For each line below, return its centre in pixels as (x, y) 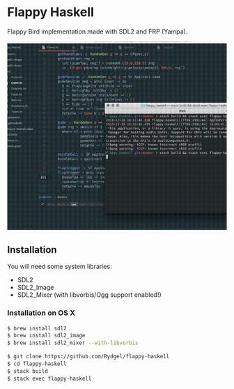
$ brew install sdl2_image (46, 336)
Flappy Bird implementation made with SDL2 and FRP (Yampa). (97, 31)
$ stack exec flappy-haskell (49, 379)
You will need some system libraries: (60, 267)
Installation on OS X (41, 313)
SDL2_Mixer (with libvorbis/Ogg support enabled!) (89, 295)
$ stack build (28, 371)
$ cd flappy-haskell (37, 364)
